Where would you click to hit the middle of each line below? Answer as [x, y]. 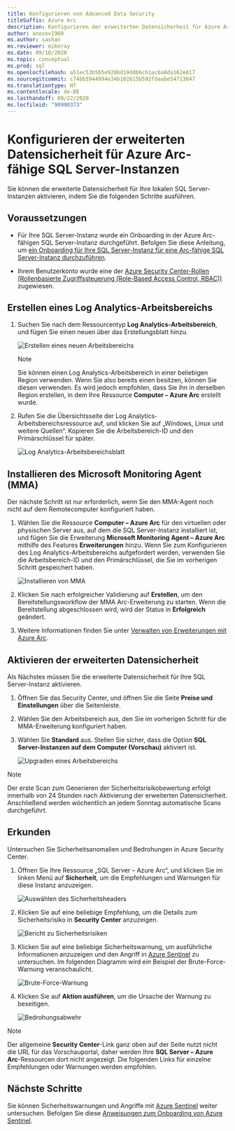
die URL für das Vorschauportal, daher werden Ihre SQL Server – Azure [110, 1052]
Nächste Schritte [45, 1089]
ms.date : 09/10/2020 [37, 53]
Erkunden [29, 832]
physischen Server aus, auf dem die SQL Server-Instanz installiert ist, [117, 530]
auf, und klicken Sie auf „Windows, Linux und [158, 424]
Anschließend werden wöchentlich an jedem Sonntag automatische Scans [114, 803]
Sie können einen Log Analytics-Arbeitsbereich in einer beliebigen [113, 373]
